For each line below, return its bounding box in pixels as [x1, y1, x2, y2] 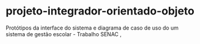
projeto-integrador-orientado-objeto [5, 4, 195, 18]
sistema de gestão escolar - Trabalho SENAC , [5, 30, 122, 37]
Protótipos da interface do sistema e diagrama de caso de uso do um [5, 24, 179, 31]
